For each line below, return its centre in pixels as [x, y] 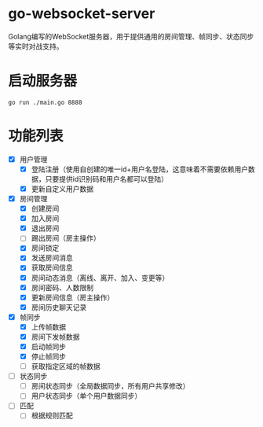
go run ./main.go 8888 [45, 102]
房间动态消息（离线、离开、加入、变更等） [100, 278]
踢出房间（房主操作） [66, 238]
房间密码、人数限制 [62, 287]
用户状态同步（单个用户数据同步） [86, 396]
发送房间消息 [52, 258]
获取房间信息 [52, 267]
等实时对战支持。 [36, 46]
